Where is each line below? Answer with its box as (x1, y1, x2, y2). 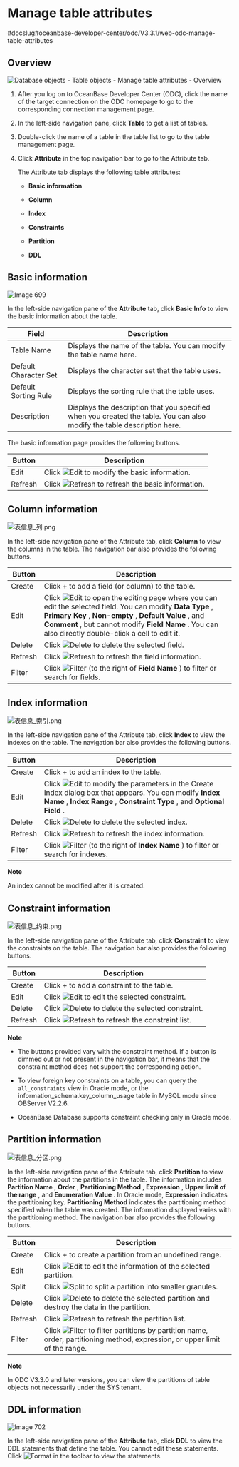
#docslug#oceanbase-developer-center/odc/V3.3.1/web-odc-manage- (7, 29, 216, 37)
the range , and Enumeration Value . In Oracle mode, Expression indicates (7, 1190, 228, 1199)
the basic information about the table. (7, 312, 117, 320)
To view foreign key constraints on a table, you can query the (17, 1076, 198, 1085)
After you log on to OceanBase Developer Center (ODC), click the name (17, 89, 228, 98)
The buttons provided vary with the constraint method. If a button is (17, 1047, 216, 1055)
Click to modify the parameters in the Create (43, 779, 214, 789)
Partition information (7, 1133, 102, 1146)
